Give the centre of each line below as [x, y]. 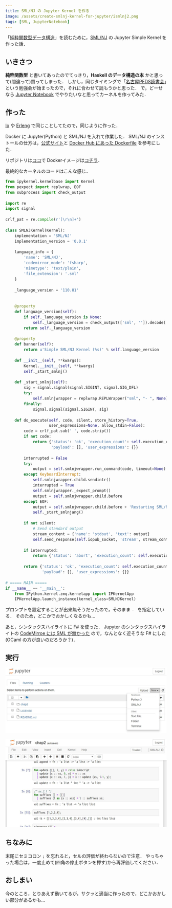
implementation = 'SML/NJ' [43, 236]
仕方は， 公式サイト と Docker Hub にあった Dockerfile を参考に [89, 143]
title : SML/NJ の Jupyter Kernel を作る [47, 11]
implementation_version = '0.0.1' [51, 241]
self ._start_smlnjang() [58, 512]
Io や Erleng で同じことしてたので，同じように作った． [63, 125]
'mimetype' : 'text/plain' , [52, 268]
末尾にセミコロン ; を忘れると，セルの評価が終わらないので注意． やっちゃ [84, 856]
